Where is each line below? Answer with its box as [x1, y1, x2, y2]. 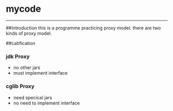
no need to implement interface [13, 100, 80, 106]
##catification [6, 40, 35, 46]
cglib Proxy [6, 83, 35, 90]
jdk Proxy [6, 53, 30, 60]
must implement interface [13, 70, 68, 76]
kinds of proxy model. [6, 30, 52, 36]
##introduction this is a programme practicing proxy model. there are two [6, 25, 161, 31]
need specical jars [13, 94, 52, 100]
